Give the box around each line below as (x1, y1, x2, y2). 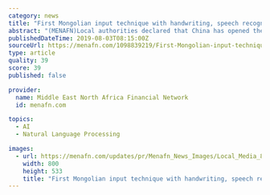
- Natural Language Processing (15, 130, 121, 139)
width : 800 (22, 160, 59, 168)
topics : (8, 116, 35, 124)
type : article (8, 49, 56, 57)
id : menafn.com (15, 101, 67, 109)
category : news (8, 11, 59, 20)
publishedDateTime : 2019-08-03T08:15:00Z (8, 34, 149, 43)
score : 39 (8, 64, 42, 72)
